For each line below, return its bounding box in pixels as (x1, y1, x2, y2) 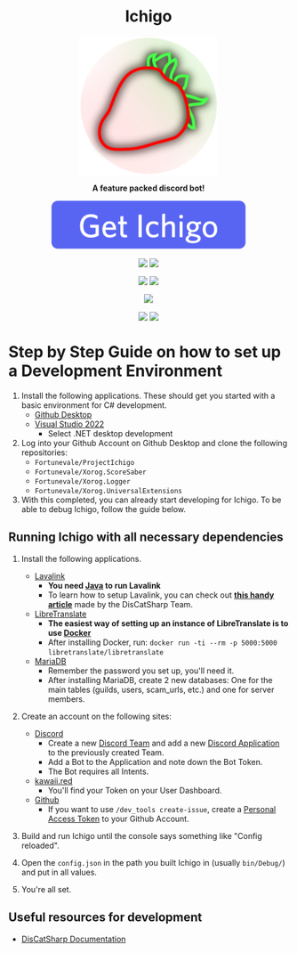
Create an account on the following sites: (20, 711, 173, 721)
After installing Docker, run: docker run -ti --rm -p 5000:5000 (47, 637, 277, 648)
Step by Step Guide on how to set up (8, 342, 282, 362)
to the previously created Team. (47, 746, 165, 758)
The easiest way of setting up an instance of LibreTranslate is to (47, 617, 289, 629)
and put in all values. (20, 867, 97, 877)
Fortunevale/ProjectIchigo (34, 459, 135, 468)
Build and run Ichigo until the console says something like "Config (20, 830, 263, 841)
